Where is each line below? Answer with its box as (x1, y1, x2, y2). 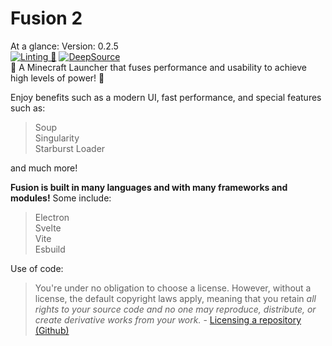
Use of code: (10, 262, 64, 274)
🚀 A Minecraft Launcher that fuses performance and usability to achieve (10, 61, 307, 73)
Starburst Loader (34, 142, 106, 154)
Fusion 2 (10, 7, 83, 30)
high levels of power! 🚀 (10, 72, 105, 84)
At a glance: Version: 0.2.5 (10, 40, 119, 52)
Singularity (34, 132, 80, 144)
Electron (34, 211, 70, 223)
